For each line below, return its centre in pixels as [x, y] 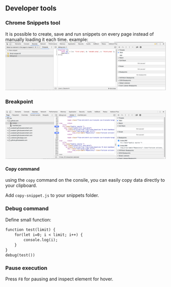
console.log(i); [41, 240]
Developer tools [31, 8]
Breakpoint [19, 102]
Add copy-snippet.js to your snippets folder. [52, 195]
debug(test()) [20, 255]
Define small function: [28, 220]
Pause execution [26, 268]
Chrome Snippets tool [33, 23]
